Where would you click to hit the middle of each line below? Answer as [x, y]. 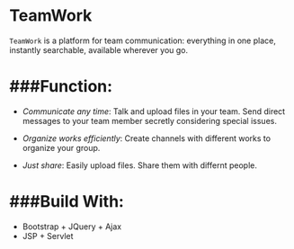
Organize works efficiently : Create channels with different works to [147, 138]
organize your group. [61, 147]
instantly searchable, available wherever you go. [99, 49]
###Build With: [67, 202]
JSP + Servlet [48, 236]
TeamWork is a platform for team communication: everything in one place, [143, 40]
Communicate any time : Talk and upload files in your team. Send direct [154, 111]
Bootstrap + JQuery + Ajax [72, 227]
